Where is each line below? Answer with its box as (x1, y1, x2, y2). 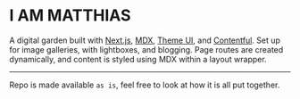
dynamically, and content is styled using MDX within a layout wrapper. (9, 54, 267, 64)
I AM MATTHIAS (9, 5, 131, 26)
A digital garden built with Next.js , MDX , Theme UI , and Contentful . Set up (9, 35, 281, 45)
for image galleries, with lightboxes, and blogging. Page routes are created (9, 44, 284, 54)
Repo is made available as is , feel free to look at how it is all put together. (9, 79, 280, 90)
